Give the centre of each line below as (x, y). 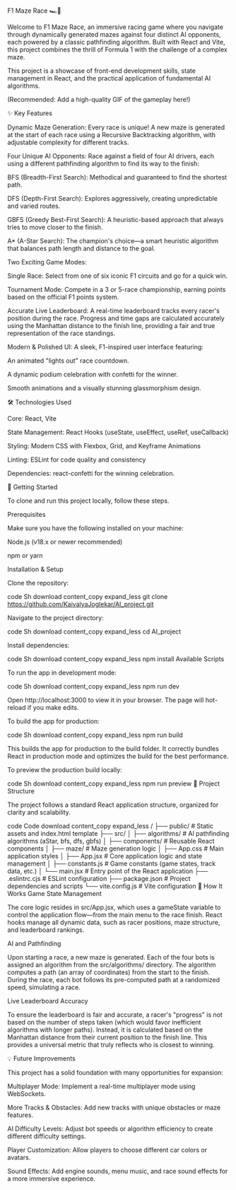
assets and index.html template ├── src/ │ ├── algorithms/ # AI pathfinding (118, 833)
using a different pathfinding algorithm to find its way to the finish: (104, 163)
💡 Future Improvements (41, 1058)
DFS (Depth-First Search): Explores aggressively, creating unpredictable (112, 198)
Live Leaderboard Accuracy (48, 1001)
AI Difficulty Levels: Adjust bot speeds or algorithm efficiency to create (110, 1128)
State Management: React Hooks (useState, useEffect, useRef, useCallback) (118, 432)
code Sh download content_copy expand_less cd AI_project (94, 631)
